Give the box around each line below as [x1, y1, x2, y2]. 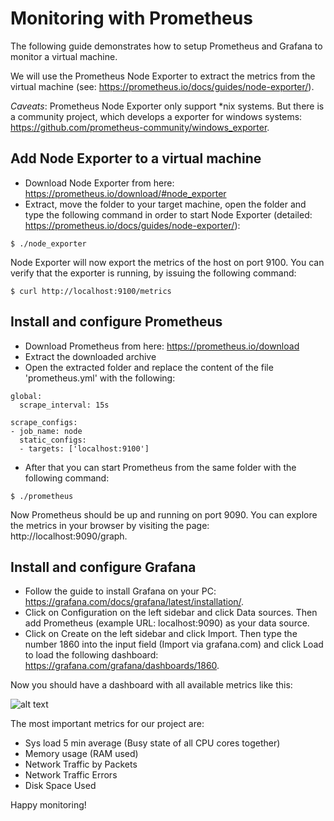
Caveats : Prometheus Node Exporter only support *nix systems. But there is [10, 100, 325, 112]
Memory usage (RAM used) [24, 748, 139, 760]
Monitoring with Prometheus [10, 7, 253, 30]
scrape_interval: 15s [19, 400, 110, 410]
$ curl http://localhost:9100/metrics [10, 286, 172, 296]
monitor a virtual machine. [10, 50, 118, 62]
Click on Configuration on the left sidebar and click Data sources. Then [24, 607, 318, 619]
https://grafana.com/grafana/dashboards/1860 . [24, 660, 220, 672]
